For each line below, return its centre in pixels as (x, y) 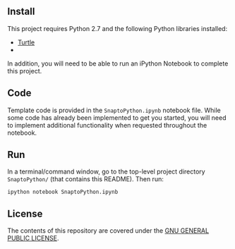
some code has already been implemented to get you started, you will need (117, 117)
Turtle (26, 42)
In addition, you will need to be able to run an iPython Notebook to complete (118, 63)
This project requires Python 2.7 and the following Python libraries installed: (117, 28)
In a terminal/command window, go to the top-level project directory (107, 171)
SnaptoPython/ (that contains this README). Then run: (85, 179)
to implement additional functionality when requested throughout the (107, 125)
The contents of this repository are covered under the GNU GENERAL (108, 231)
